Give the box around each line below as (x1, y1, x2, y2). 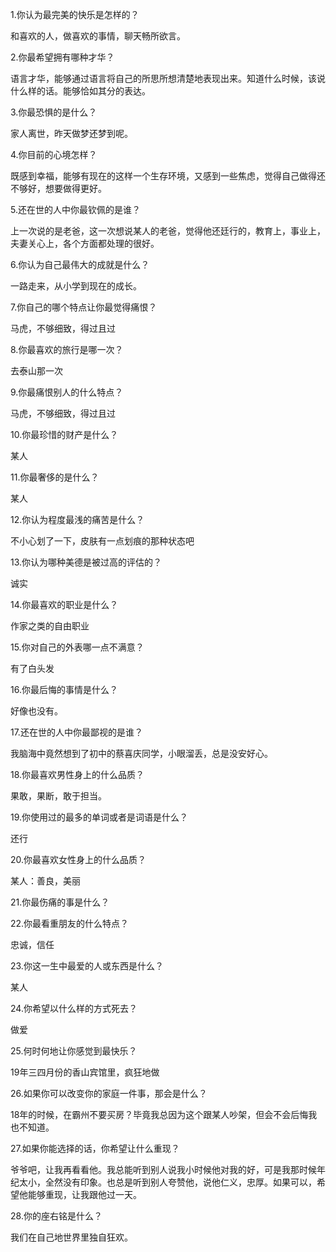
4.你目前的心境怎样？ (10, 149, 98, 160)
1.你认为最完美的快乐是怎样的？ (10, 9, 140, 20)
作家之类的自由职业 (10, 620, 90, 632)
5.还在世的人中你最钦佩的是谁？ (10, 204, 141, 215)
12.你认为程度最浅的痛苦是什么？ (10, 514, 145, 525)
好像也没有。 (10, 705, 63, 717)
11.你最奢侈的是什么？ (10, 471, 100, 483)
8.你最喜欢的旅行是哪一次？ (10, 344, 124, 355)
